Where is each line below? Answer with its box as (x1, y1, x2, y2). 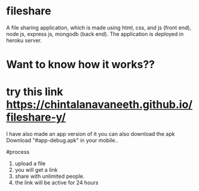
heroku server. (6, 37, 42, 44)
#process (6, 148, 30, 156)
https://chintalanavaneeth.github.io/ (6, 98, 193, 111)
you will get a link (14, 166, 58, 174)
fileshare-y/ (6, 111, 66, 124)
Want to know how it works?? (6, 58, 155, 71)
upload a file (14, 160, 46, 167)
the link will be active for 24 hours (14, 179, 99, 186)
